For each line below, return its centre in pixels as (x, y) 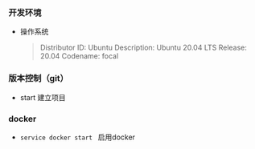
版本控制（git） (38, 79)
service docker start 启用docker (77, 137)
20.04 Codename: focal (79, 56)
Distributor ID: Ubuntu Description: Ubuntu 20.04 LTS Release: (144, 48)
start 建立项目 (43, 97)
